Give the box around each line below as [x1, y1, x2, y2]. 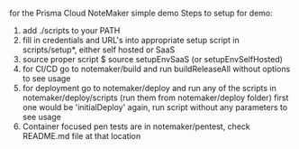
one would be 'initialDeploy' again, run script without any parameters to [22, 102, 288, 112]
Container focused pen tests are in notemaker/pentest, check [22, 121, 250, 132]
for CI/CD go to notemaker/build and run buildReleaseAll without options [22, 63, 291, 74]
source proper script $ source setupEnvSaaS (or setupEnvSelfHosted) [22, 54, 284, 64]
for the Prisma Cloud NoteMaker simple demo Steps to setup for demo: [9, 8, 273, 18]
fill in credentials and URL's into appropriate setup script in [22, 35, 240, 45]
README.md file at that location [22, 131, 141, 141]
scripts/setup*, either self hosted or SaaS [22, 44, 176, 55]
